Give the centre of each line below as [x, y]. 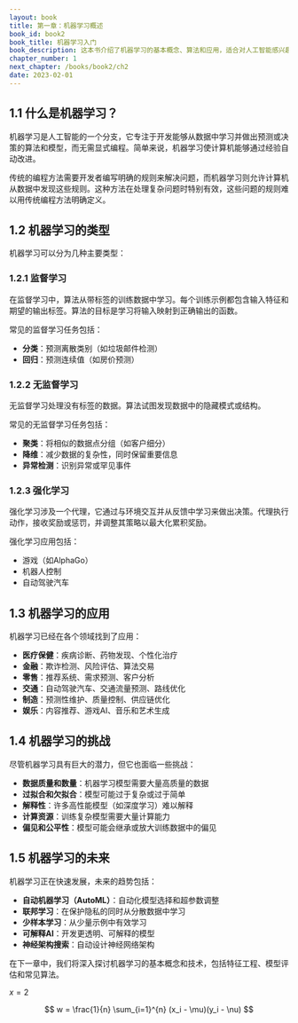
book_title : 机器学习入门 [53, 42]
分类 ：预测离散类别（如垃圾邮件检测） [92, 348]
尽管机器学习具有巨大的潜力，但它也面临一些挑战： [102, 764]
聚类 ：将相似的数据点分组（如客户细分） [96, 443]
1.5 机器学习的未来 [59, 858]
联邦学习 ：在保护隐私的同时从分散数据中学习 [104, 911]
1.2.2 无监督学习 [44, 384]
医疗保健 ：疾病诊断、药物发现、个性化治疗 [100, 655]
